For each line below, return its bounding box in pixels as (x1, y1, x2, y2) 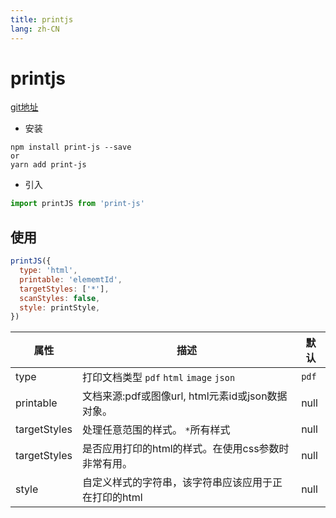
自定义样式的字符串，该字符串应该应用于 (81, 476, 273, 490)
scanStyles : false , (19, 293, 101, 303)
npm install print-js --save (10, 142, 132, 153)
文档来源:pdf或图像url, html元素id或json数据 (81, 389, 288, 403)
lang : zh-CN (10, 24, 60, 34)
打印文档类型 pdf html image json (81, 371, 236, 385)
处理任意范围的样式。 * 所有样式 (81, 423, 231, 437)
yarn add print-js (10, 160, 87, 170)
